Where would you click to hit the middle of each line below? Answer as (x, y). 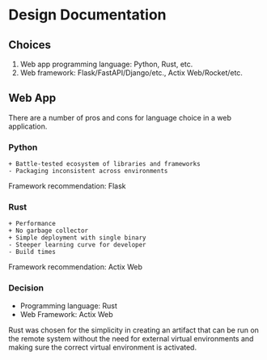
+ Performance (32, 224)
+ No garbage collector (49, 231)
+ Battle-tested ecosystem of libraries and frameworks (104, 164)
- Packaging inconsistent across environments (88, 172)
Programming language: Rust (68, 306)
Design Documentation (87, 15)
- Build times (32, 252)
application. (28, 126)
